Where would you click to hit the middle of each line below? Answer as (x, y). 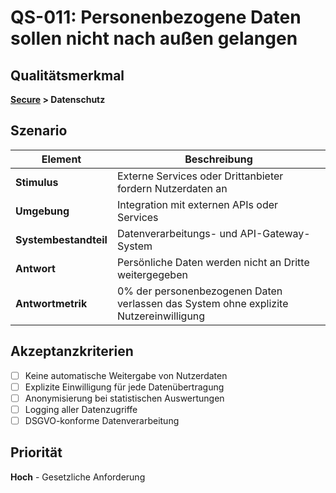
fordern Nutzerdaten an (172, 188)
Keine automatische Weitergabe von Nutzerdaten (126, 375)
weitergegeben (152, 274)
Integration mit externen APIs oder (197, 204)
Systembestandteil (61, 239)
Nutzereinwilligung (161, 316)
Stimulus (37, 182)
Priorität (36, 452)
